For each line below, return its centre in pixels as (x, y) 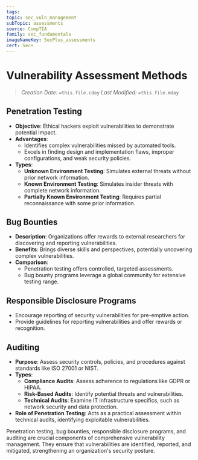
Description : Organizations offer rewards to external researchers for (100, 237)
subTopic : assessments (35, 23)
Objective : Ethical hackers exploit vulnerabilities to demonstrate (94, 126)
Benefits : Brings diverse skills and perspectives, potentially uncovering (104, 249)
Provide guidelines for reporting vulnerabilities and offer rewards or (99, 322)
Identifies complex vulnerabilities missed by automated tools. (100, 145)
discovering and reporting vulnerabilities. (66, 243)
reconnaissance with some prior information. (80, 203)
